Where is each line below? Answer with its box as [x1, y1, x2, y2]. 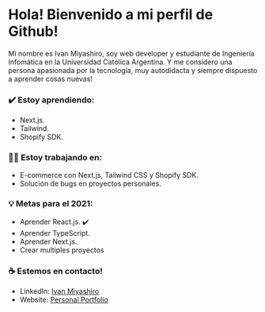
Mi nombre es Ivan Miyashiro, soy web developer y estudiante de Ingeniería [8, 48, 255, 58]
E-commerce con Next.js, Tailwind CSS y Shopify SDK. [19, 170, 199, 179]
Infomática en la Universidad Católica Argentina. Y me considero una [8, 57, 233, 67]
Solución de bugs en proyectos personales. [19, 179, 162, 188]
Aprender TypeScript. [19, 228, 91, 237]
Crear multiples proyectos [19, 245, 104, 255]
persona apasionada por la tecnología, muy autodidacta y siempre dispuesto [8, 65, 258, 75]
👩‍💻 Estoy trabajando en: [8, 152, 103, 164]
